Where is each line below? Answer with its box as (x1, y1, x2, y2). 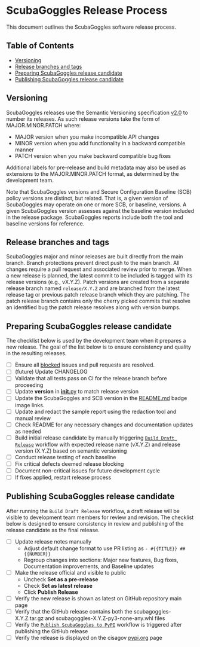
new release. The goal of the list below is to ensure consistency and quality (6, 343, 192, 350)
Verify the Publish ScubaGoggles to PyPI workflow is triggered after (14, 621, 182, 628)
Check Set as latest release (23, 582, 93, 589)
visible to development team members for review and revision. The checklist (6, 514, 194, 521)
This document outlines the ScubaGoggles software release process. (6, 23, 176, 30)
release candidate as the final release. (6, 526, 100, 533)
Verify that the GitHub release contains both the (14, 608, 133, 615)
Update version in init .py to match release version (14, 388, 139, 395)
